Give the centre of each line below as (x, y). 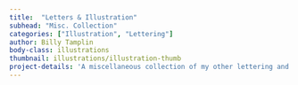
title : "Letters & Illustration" (74, 17)
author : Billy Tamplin (51, 42)
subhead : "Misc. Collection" (63, 26)
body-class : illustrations (59, 50)
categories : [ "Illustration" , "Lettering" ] (91, 34)
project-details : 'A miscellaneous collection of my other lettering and (149, 67)
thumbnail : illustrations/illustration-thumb (95, 58)
